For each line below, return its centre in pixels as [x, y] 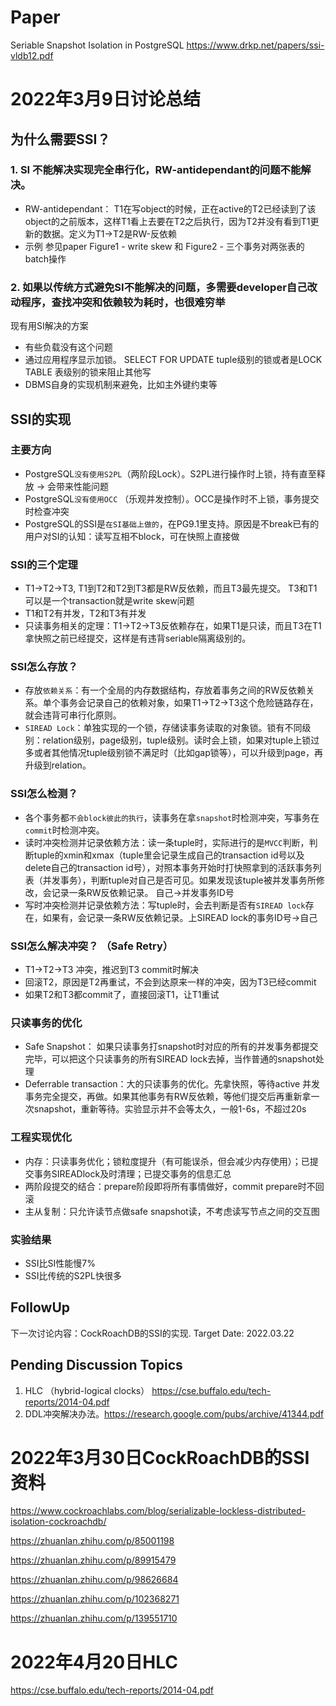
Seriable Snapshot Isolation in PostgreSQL [97, 45]
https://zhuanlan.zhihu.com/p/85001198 [92, 1541]
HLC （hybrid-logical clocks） [87, 1390]
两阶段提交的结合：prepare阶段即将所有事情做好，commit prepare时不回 [174, 1186]
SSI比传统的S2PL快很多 [73, 1275]
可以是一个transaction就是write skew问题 [109, 601]
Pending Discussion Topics [96, 1365]
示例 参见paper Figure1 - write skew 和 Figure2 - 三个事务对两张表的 [164, 246]
